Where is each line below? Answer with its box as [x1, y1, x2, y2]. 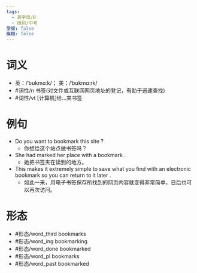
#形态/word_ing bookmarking [14, 237, 88, 245]
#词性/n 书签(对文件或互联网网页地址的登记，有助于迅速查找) [14, 87, 166, 94]
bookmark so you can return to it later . [14, 171, 111, 179]
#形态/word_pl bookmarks [14, 252, 80, 260]
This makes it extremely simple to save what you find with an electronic [14, 165, 192, 172]
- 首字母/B [11, 14, 36, 20]
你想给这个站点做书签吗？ [23, 145, 87, 152]
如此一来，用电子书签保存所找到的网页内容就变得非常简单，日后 [23, 179, 181, 186]
